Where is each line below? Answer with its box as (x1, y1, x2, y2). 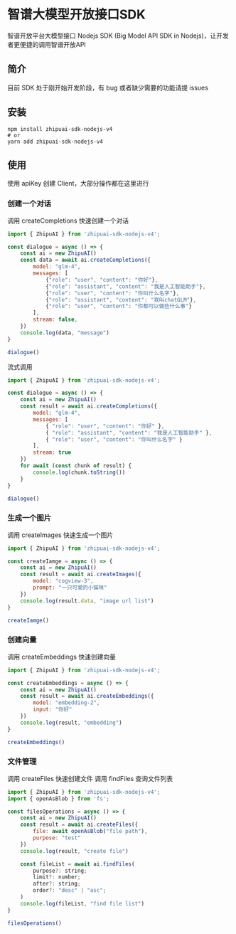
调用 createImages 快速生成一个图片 (7, 531, 114, 539)
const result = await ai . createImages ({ (20, 571, 141, 578)
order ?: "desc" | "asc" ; (33, 887, 107, 894)
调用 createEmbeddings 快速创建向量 (7, 652, 116, 661)
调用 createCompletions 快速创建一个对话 (7, 216, 129, 225)
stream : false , (33, 316, 78, 324)
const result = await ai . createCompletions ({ (20, 403, 158, 410)
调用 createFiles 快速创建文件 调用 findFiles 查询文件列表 (7, 774, 173, 782)
